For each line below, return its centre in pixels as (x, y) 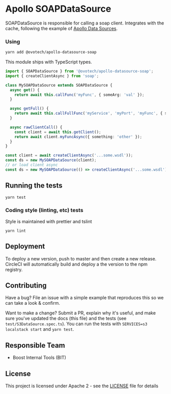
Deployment (25, 246)
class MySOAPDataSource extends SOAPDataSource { (59, 85)
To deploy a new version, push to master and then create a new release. (81, 258)
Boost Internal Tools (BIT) (39, 358)
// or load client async (32, 165)
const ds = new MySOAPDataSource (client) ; (51, 160)
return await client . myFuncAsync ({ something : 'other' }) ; (78, 137)
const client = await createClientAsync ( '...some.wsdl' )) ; (69, 155)
